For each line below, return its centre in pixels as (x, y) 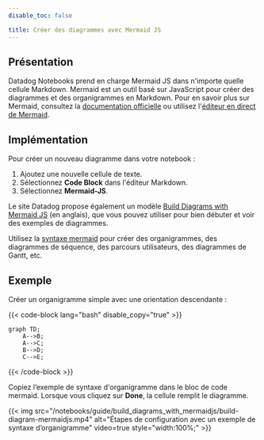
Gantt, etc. (25, 255)
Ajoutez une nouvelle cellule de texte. (81, 174)
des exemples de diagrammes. (58, 224)
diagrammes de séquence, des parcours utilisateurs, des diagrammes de (128, 247)
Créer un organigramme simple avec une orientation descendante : (118, 299)
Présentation (41, 61)
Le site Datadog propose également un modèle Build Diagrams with (118, 206)
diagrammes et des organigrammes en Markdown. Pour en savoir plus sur (129, 98)
